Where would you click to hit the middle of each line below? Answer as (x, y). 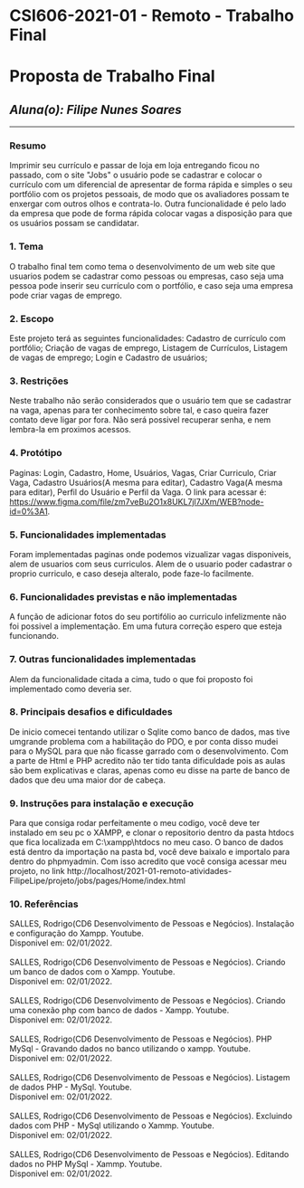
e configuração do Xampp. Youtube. (77, 934)
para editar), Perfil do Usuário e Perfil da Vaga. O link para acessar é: (138, 492)
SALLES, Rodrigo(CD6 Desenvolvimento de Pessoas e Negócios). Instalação (152, 924)
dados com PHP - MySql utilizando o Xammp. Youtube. (112, 1126)
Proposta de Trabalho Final (112, 76)
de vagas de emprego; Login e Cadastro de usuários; (109, 357)
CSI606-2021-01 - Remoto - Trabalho (152, 16)
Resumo (28, 146)
